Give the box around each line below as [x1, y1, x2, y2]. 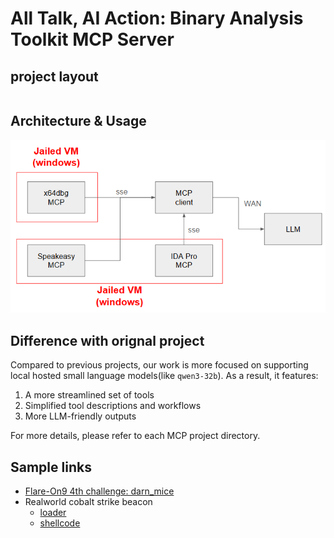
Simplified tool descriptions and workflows [24, 400, 202, 412]
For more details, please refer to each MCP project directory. [10, 430, 261, 442]
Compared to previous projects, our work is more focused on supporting [10, 359, 309, 371]
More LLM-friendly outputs [24, 410, 137, 422]
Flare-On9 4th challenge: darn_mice [24, 485, 175, 497]
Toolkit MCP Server [10, 28, 175, 51]
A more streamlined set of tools [24, 389, 155, 401]
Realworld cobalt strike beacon [24, 496, 153, 508]
